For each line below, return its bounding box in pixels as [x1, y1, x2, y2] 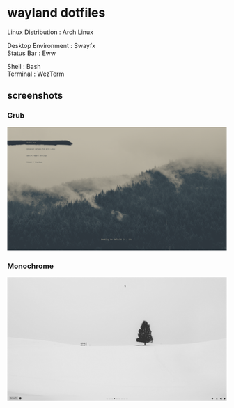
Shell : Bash [7, 62, 41, 70]
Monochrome [7, 261, 54, 271]
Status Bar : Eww [7, 49, 56, 57]
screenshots [7, 90, 63, 102]
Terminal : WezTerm [7, 70, 65, 78]
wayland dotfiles [7, 5, 106, 21]
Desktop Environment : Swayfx [7, 41, 96, 49]
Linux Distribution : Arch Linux [7, 28, 94, 36]
